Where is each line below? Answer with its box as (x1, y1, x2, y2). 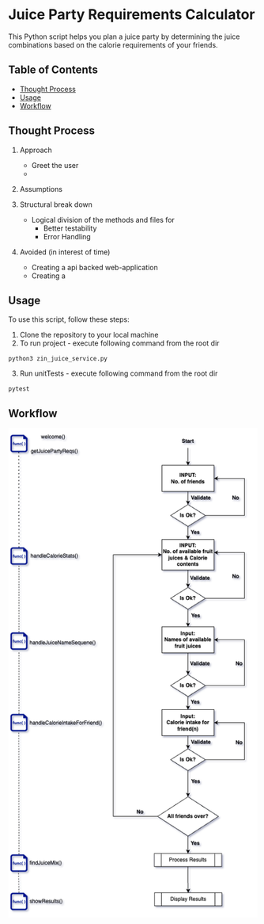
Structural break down (19, 200, 93, 209)
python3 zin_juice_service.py (8, 355, 108, 363)
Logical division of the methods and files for (31, 215, 175, 224)
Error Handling (43, 231, 91, 241)
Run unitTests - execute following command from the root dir (19, 368, 218, 378)
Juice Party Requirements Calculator (8, 6, 255, 24)
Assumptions (19, 184, 63, 193)
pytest (8, 385, 30, 393)
